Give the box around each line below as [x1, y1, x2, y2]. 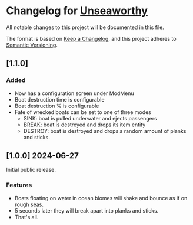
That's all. [14, 213, 39, 220]
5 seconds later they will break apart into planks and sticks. [14, 207, 159, 214]
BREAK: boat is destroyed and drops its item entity [23, 121, 146, 128]
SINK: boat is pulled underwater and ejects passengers [23, 115, 157, 122]
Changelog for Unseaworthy [6, 4, 148, 18]
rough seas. [14, 201, 44, 208]
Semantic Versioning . [6, 41, 58, 48]
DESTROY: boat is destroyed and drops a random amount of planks [23, 127, 187, 134]
